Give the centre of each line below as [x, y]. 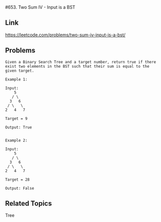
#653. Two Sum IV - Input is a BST [40, 7]
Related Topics [28, 204]
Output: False [20, 188]
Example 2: [16, 140]
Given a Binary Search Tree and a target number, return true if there [80, 62]
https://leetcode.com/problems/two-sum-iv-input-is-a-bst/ [65, 35]
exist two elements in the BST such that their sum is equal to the [77, 66]
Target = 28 [17, 179]
